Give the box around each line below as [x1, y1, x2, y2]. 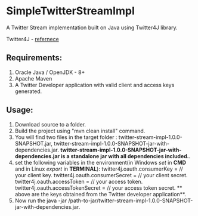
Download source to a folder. [14, 121, 86, 128]
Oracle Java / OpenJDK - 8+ [14, 69, 85, 76]
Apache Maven [14, 75, 52, 82]
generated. [14, 88, 42, 95]
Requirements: [6, 53, 63, 63]
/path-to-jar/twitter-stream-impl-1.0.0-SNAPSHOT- [68, 197, 193, 204]
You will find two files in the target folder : [14, 133, 117, 141]
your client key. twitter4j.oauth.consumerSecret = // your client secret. [14, 171, 188, 178]
